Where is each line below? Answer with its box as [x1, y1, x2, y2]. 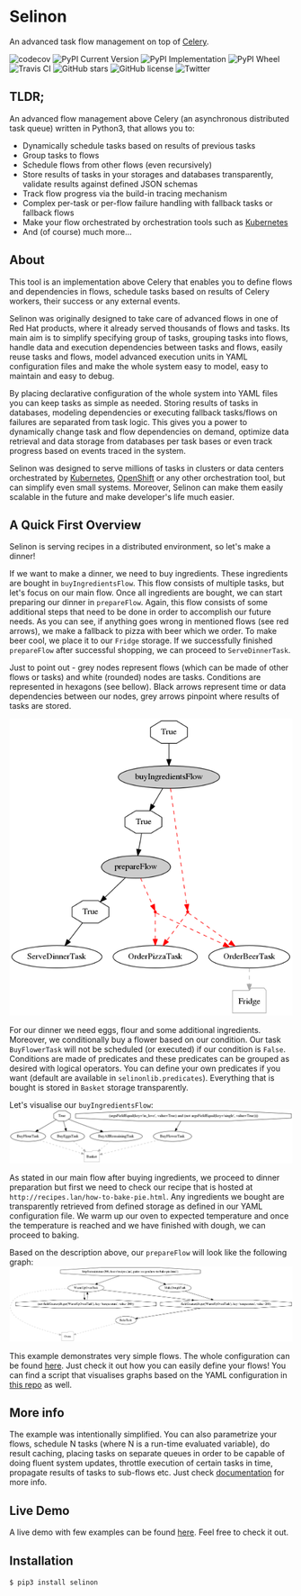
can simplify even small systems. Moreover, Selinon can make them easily [9, 482, 284, 493]
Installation [9, 1553, 74, 1568]
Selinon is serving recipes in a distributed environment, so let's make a [9, 541, 271, 552]
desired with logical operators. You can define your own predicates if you [9, 1063, 281, 1074]
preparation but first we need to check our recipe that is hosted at [9, 1182, 253, 1192]
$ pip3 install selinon [9, 1578, 99, 1587]
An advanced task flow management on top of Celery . [9, 36, 209, 47]
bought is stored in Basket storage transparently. [9, 1083, 189, 1093]
